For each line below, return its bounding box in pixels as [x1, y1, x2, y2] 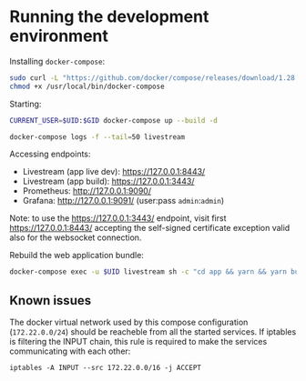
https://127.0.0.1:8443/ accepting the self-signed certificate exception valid [9, 223, 291, 234]
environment [9, 25, 109, 46]
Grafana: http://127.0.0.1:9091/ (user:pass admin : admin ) [22, 196, 225, 206]
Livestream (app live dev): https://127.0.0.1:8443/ [22, 166, 206, 177]
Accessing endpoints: [9, 148, 91, 160]
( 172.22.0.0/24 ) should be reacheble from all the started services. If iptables [9, 326, 297, 337]
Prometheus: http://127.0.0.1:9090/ [22, 185, 152, 196]
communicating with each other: [9, 346, 131, 356]
